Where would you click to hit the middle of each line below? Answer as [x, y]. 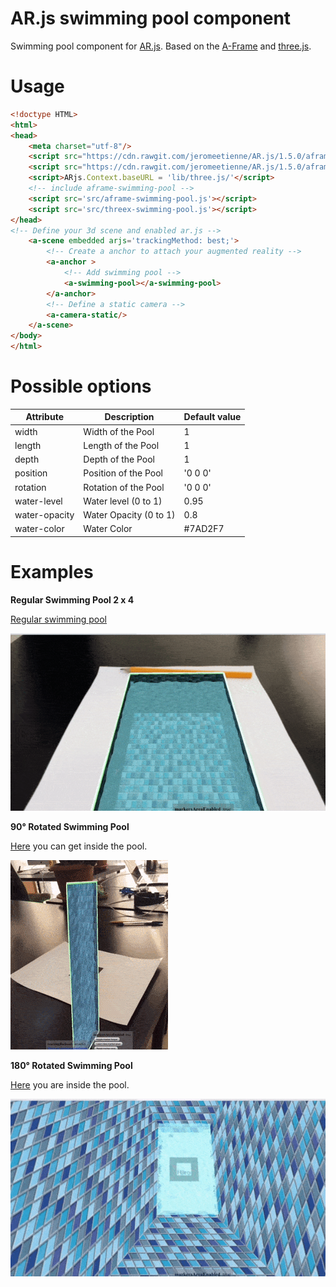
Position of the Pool [123, 473]
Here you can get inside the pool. [79, 846]
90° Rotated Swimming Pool [70, 826]
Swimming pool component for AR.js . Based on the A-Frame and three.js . [161, 46]
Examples [52, 572]
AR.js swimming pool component [151, 18]
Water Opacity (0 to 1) [129, 515]
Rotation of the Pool [124, 487]
